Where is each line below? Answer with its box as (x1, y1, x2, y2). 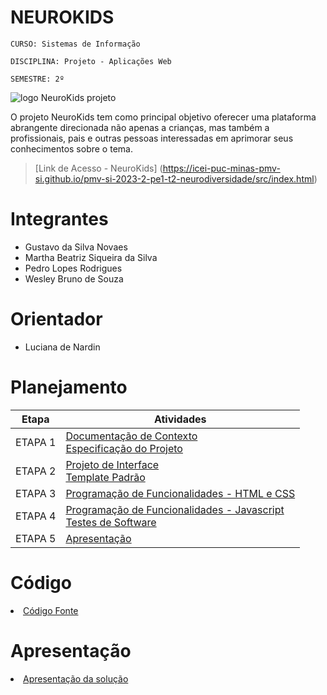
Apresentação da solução (23, 672, 129, 685)
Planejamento (10, 376, 128, 398)
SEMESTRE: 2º (10, 74, 65, 84)
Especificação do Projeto (65, 441, 183, 455)
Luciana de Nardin (24, 341, 101, 353)
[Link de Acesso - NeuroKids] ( (34, 162, 163, 174)
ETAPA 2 (15, 464, 57, 478)
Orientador (10, 308, 103, 331)
